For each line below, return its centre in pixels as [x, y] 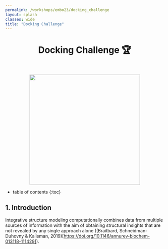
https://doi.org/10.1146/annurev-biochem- [107, 236]
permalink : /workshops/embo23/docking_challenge [57, 10]
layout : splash [21, 15]
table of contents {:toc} [37, 192]
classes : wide [20, 19]
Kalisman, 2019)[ [46, 236]
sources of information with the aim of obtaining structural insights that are [83, 225]
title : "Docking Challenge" [35, 24]
